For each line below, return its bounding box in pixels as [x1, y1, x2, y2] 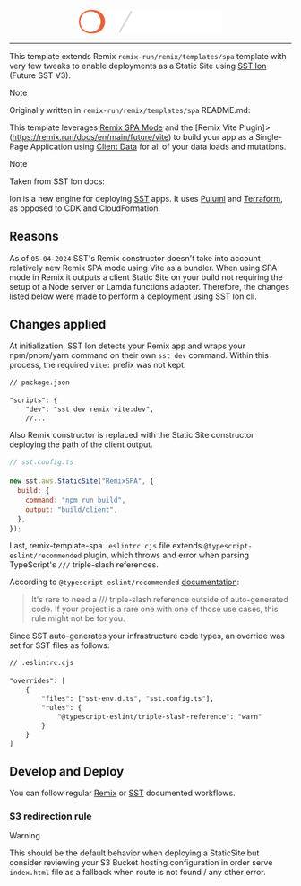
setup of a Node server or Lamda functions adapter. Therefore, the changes [9, 281, 289, 292]
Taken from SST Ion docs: [9, 176, 106, 187]
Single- [254, 131, 282, 142]
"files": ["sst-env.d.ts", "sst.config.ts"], [41, 695, 215, 704]
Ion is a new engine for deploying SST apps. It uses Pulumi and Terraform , [9, 193, 284, 204]
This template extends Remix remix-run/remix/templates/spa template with [9, 50, 287, 61]
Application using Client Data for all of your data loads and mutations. [30, 141, 287, 152]
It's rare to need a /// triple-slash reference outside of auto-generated [30, 594, 288, 605]
